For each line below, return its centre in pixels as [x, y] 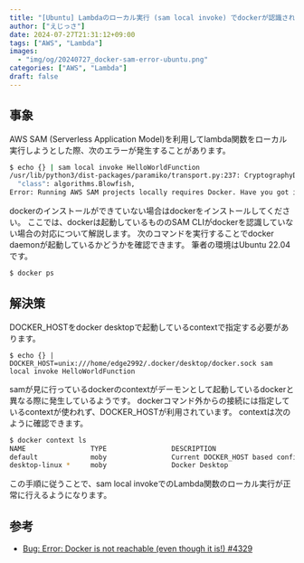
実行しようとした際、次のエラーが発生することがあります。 [120, 150]
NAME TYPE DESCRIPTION [113, 448]
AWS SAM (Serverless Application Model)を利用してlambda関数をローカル [148, 139]
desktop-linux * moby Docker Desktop [119, 465]
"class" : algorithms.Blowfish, [76, 184]
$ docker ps [32, 273]
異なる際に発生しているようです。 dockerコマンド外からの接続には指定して [150, 400]
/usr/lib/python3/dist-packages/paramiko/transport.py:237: [125, 176]
